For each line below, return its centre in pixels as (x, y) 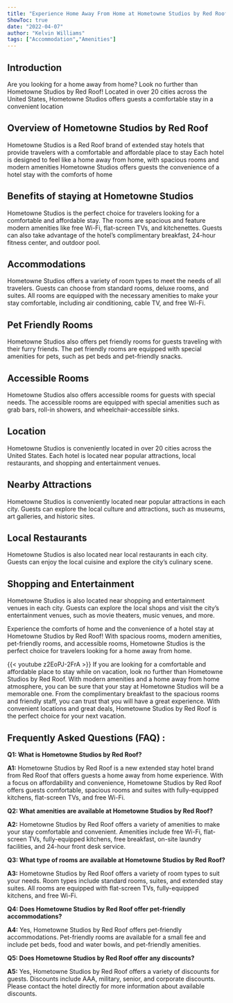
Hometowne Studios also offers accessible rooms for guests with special (111, 395)
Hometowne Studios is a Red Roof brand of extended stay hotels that (106, 145)
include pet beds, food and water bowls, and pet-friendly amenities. (104, 945)
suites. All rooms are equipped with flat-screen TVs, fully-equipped (103, 888)
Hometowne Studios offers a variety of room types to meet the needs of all (114, 281)
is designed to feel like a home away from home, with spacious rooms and (113, 160)
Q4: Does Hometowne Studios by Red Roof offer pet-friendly (96, 909)
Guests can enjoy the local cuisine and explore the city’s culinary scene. (110, 562)
